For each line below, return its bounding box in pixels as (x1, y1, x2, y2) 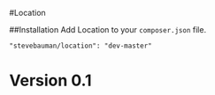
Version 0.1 (9, 70, 92, 91)
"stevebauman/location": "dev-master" (9, 41, 152, 50)
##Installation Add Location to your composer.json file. (9, 25, 206, 34)
